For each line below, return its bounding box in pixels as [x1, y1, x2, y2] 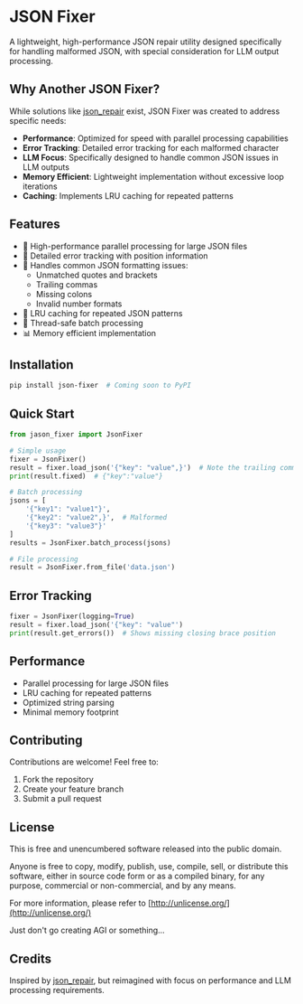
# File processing [9, 554, 78, 564]
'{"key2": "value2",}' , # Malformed [25, 513, 168, 522]
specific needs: [9, 115, 67, 126]
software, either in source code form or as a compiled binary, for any [9, 870, 265, 882]
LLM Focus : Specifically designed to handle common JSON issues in [22, 152, 280, 163]
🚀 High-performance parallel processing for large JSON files [22, 240, 248, 251]
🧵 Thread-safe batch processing [22, 317, 143, 328]
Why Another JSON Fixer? [9, 81, 161, 97]
